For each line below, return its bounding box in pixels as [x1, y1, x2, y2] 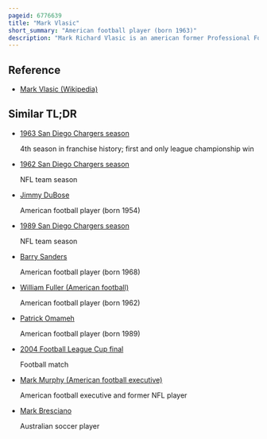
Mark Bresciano [19, 406, 72, 415]
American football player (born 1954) [19, 205, 141, 215]
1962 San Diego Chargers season [19, 159, 130, 169]
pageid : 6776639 [8, 11, 62, 20]
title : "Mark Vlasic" [8, 19, 80, 27]
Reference [8, 63, 61, 76]
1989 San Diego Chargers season [19, 220, 130, 231]
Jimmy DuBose [19, 190, 70, 200]
